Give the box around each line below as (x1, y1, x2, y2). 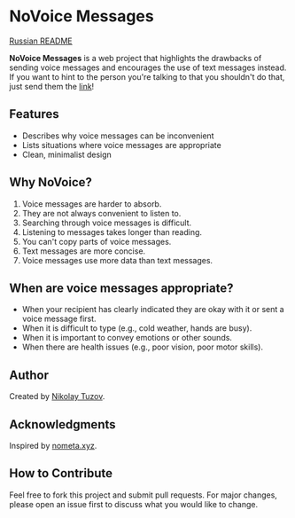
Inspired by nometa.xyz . (9, 441, 97, 451)
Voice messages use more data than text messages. (21, 255, 213, 265)
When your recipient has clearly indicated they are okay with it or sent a (21, 304, 285, 315)
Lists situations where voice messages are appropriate (21, 139, 221, 150)
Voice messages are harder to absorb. (21, 198, 162, 209)
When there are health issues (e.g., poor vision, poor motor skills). (21, 341, 264, 352)
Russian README (9, 35, 73, 46)
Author (9, 367, 49, 382)
